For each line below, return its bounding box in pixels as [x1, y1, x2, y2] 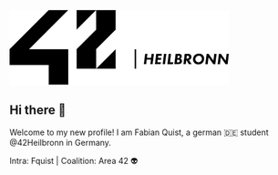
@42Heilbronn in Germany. [9, 137, 112, 148]
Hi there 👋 [9, 102, 67, 118]
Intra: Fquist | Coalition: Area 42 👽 [9, 155, 139, 166]
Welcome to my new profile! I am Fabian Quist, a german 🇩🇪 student [9, 127, 269, 138]
